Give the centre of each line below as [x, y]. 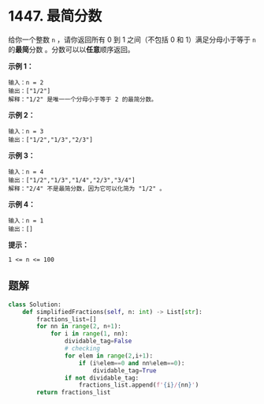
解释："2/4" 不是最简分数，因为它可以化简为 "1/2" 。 [87, 189]
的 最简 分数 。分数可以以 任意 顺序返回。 [71, 49]
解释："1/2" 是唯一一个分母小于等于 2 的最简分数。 [83, 99]
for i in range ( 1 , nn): [89, 334]
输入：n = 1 [26, 221]
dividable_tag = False [98, 341]
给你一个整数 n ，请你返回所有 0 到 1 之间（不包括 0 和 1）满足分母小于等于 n [132, 39]
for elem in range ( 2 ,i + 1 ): [109, 356]
